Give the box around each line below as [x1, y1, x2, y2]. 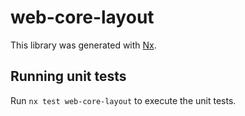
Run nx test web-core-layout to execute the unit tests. [10, 94, 237, 106]
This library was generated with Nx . [10, 39, 157, 51]
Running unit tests [10, 68, 127, 85]
